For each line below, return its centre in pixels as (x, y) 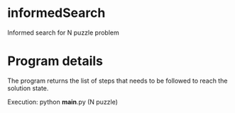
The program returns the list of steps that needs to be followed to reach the (117, 81)
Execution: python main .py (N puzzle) (63, 102)
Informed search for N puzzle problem (63, 32)
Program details (55, 61)
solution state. (28, 88)
